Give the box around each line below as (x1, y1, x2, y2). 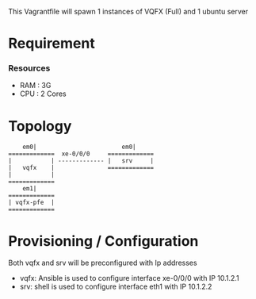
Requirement (8, 35, 95, 52)
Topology (8, 117, 72, 135)
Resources (8, 63, 51, 74)
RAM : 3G (19, 81, 52, 90)
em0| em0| (22, 143, 136, 151)
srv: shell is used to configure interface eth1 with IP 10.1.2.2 (19, 282, 212, 292)
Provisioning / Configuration (8, 232, 199, 250)
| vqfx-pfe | (8, 198, 55, 207)
